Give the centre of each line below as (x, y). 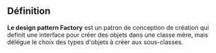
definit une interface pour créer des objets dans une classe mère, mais (108, 35)
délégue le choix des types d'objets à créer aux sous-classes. (95, 42)
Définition (29, 11)
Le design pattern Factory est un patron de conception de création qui (108, 27)
